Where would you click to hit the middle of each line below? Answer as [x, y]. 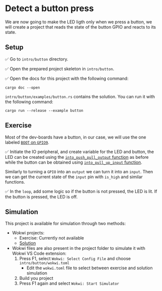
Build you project [36, 278]
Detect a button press [49, 8]
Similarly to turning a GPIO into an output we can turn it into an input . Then [79, 171]
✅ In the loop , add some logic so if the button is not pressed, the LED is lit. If [81, 191]
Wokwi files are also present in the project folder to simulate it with [79, 248]
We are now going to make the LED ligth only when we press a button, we [79, 22]
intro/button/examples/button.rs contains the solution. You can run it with [80, 96]
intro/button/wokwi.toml [44, 263]
